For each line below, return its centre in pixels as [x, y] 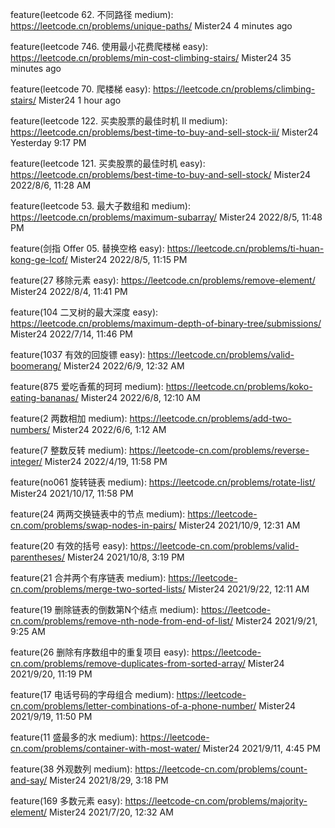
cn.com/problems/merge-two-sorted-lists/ [98, 589]
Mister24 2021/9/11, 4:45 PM [261, 748]
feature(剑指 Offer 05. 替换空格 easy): [87, 248]
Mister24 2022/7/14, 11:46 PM [71, 334]
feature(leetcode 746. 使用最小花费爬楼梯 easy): [109, 46]
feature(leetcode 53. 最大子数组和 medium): [100, 206]
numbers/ [30, 429]
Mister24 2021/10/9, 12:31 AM [239, 525]
